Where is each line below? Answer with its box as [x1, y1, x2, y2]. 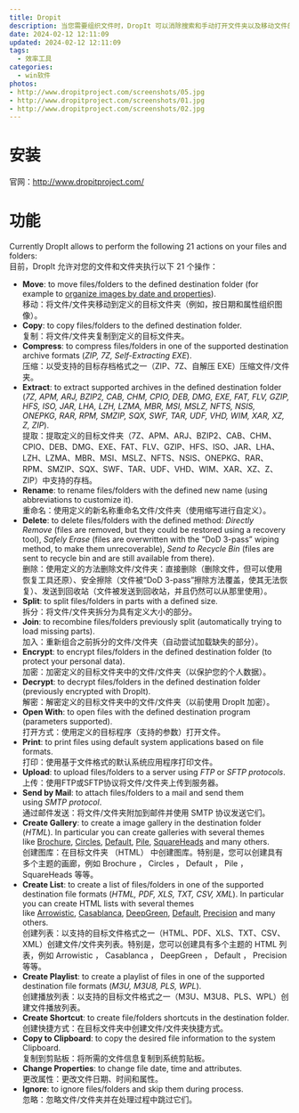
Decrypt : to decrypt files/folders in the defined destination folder [21, 676, 261, 687]
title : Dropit [9, 12, 62, 22]
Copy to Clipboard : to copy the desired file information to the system [21, 1033, 276, 1043]
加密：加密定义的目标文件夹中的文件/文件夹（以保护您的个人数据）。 [21, 667, 271, 677]
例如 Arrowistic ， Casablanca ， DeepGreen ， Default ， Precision [37, 950, 287, 961]
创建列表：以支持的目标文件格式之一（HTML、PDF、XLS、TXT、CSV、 [21, 928, 286, 938]
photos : [9, 79, 38, 88]
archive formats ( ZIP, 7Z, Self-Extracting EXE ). [21, 350, 192, 361]
